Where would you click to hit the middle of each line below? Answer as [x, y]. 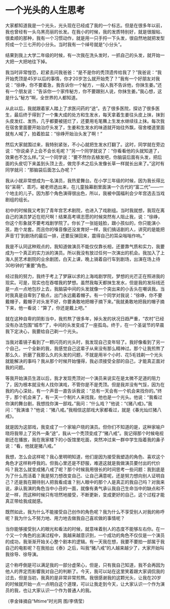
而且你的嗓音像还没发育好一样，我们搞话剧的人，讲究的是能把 [100, 229]
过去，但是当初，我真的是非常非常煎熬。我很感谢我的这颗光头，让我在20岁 [83, 578]
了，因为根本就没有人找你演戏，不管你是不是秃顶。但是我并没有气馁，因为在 [85, 384]
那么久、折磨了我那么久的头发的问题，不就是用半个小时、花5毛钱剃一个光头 [84, 355]
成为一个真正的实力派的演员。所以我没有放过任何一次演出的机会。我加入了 [83, 253]
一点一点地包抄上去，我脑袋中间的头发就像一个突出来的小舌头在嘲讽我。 [85, 289]
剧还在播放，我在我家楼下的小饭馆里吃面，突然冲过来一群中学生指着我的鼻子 [85, 439]
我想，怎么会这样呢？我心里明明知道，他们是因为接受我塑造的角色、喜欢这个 [85, 456]
